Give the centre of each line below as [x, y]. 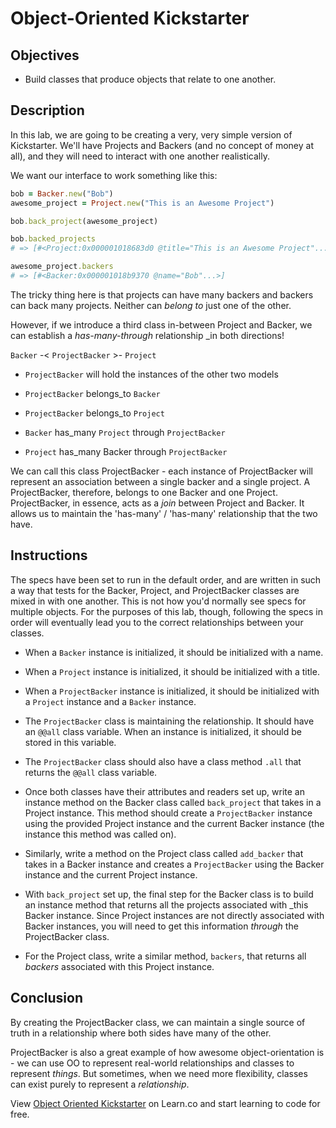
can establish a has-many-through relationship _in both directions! [147, 335]
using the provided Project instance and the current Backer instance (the [174, 823]
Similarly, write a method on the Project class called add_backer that [164, 853]
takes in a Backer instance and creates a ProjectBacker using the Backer [174, 864]
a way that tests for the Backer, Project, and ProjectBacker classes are [155, 590]
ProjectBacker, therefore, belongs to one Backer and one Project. [144, 492]
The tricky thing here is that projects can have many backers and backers [162, 294]
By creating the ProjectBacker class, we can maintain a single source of [158, 1022]
